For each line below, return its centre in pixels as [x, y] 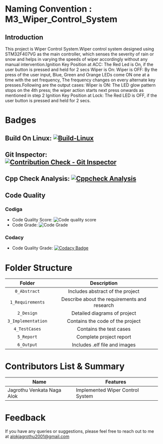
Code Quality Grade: [33, 248]
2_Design [27, 313]
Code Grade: [25, 225]
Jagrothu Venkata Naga [34, 390]
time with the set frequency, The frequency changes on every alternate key [80, 80]
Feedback [25, 418]
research [104, 305]
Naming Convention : [49, 9]
